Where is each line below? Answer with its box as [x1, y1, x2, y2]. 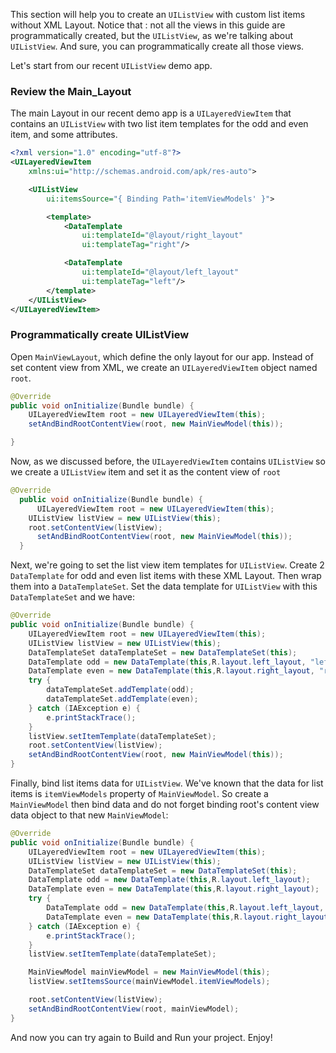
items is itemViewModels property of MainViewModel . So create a [10, 788, 269, 800]
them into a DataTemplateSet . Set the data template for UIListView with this [10, 580, 318, 593]
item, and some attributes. [10, 129, 118, 141]
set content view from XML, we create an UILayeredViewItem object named [10, 361, 318, 373]
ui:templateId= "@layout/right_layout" [81, 230, 244, 241]
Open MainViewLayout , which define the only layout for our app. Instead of [10, 350, 314, 363]
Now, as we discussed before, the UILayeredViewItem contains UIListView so [10, 455, 326, 468]
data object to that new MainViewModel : [10, 809, 169, 821]
